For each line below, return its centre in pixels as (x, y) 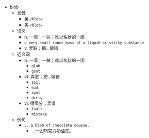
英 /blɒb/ (33, 19)
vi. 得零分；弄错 (40, 103)
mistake (39, 114)
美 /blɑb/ (33, 25)
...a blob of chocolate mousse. (57, 125)
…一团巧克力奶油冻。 (52, 131)
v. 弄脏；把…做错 (41, 48)
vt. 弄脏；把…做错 (42, 77)
